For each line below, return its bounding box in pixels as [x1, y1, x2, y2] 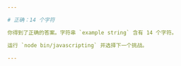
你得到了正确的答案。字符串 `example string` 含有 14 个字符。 [7, 29, 177, 36]
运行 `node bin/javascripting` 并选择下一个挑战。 [7, 41, 148, 49]
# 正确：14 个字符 [7, 16, 55, 23]
